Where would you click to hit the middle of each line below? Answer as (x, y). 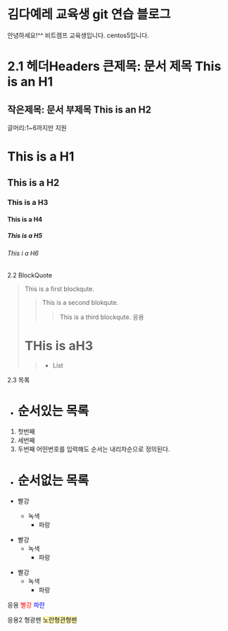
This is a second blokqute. (80, 302)
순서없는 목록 (53, 480)
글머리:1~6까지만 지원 (37, 127)
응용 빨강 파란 (26, 605)
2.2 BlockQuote (30, 275)
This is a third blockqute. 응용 (102, 317)
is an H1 (30, 82)
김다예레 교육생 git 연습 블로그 (89, 14)
